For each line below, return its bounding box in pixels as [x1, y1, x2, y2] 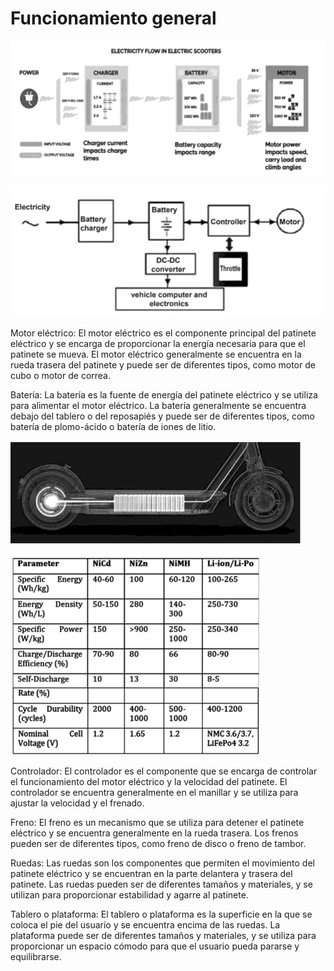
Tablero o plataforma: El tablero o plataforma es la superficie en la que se [10, 908, 313, 920]
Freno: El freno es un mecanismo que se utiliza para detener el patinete [10, 816, 305, 828]
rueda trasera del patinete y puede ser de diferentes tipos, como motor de [10, 358, 316, 371]
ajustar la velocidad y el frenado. [10, 797, 145, 809]
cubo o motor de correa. [10, 369, 112, 381]
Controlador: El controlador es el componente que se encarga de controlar [10, 765, 318, 777]
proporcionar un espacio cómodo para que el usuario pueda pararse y [10, 940, 300, 952]
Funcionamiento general [10, 7, 217, 30]
